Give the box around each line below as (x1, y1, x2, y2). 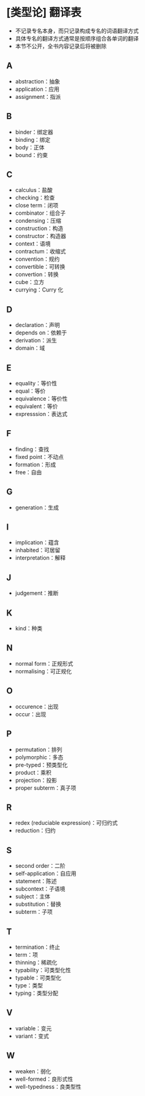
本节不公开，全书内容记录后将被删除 (15, 42, 107, 50)
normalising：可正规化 (15, 667, 72, 675)
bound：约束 (15, 151, 48, 158)
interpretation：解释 (15, 554, 66, 562)
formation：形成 (15, 461, 56, 468)
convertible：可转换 (15, 263, 65, 271)
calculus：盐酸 (15, 187, 53, 194)
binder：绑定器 (15, 128, 54, 136)
